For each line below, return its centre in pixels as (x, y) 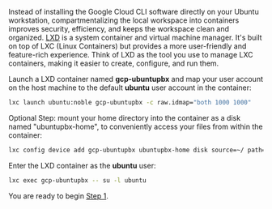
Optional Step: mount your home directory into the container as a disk (125, 117)
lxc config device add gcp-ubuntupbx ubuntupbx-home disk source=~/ (126, 150)
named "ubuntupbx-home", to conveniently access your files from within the (136, 126)
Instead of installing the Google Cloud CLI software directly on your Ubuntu (134, 12)
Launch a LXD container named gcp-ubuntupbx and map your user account (136, 79)
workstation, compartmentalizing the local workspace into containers (124, 20)
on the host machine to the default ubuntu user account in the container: (130, 87)
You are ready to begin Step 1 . (59, 196)
